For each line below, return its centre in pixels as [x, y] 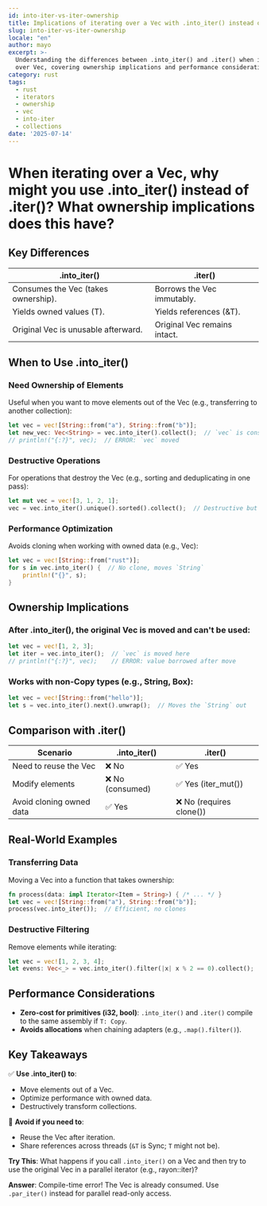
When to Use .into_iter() [68, 363]
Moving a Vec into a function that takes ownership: [91, 879]
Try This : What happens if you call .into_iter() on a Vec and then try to [127, 1161]
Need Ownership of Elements [66, 385]
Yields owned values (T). [58, 311]
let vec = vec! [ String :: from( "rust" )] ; [74, 561]
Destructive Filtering [49, 930]
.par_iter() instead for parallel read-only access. [90, 1193]
